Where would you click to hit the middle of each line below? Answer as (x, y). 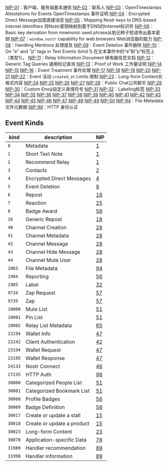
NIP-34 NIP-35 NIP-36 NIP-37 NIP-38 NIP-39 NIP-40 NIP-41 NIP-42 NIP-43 (83, 95)
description (58, 137)
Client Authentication (50, 342)
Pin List (34, 317)
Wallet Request (43, 350)
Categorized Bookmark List (57, 391)
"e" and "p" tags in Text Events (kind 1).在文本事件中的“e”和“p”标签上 (83, 51)
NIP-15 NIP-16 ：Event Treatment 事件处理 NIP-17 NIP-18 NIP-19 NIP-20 (78, 70)
